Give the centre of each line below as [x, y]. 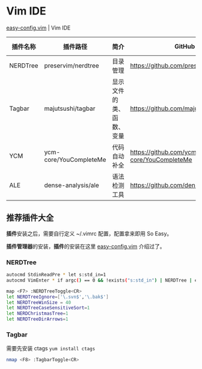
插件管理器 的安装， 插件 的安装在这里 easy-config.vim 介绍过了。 [86, 246]
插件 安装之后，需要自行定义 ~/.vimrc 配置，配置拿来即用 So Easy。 [89, 234]
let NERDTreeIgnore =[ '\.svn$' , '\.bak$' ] [58, 297]
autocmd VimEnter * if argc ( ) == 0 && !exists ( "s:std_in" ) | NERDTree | [99, 280]
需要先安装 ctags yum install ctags [51, 349]
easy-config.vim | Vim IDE [38, 28]
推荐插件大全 [30, 218]
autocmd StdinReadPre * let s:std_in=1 [56, 275]
